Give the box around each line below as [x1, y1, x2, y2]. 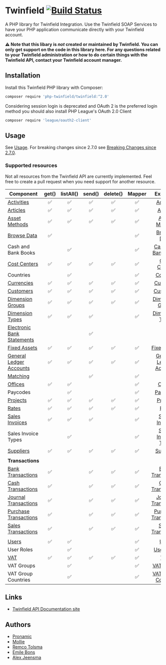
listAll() [60, 190, 79, 197]
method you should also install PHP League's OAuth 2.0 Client [5, 108, 132, 114]
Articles [7, 206, 26, 213]
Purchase [7, 508, 30, 514]
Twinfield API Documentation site [12, 606, 80, 612]
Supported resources [5, 162, 58, 169]
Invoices [7, 419, 27, 426]
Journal [7, 494, 26, 501]
